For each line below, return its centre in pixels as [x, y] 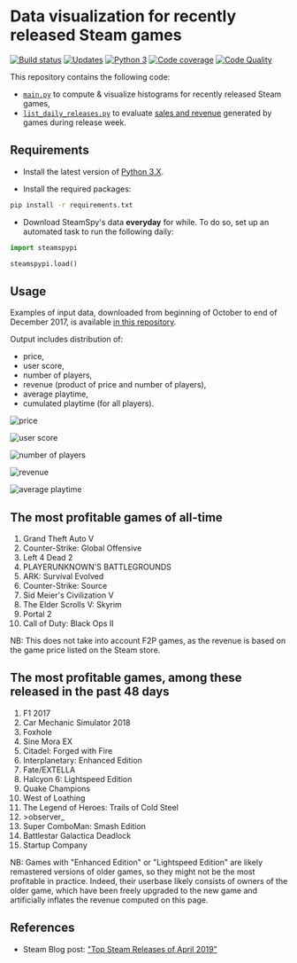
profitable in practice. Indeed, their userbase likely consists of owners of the [149, 881]
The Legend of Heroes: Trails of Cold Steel [101, 807]
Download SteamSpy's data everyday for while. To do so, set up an [146, 222]
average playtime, [56, 394]
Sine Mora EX [48, 741]
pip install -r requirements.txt [72, 205]
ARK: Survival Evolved [63, 576]
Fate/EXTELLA [49, 770]
